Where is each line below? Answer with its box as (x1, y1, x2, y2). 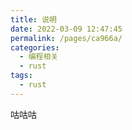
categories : (10, 42, 60, 53)
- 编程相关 (19, 52, 59, 62)
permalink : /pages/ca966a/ (10, 33, 123, 43)
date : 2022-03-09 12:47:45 (10, 24, 123, 34)
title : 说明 (10, 14, 57, 25)
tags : (10, 71, 33, 81)
